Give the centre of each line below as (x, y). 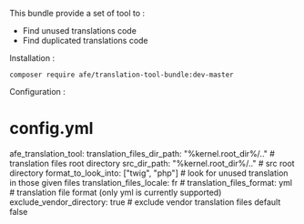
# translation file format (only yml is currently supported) (116, 192)
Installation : (32, 58)
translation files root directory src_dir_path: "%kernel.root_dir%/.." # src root (152, 163)
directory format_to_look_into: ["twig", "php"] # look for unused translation (149, 173)
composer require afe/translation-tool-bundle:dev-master (122, 75)
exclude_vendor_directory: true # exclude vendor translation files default (145, 202)
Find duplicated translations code (85, 41)
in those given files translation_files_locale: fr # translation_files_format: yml (151, 182)
